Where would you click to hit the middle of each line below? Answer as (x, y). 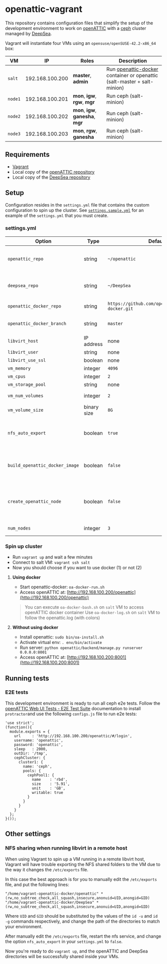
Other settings (28, 834)
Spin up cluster (24, 546)
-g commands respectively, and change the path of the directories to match (83, 921)
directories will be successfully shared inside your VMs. (62, 956)
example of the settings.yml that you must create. (57, 215)
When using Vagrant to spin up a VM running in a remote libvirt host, (75, 859)
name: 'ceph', (38, 766)
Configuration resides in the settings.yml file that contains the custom (77, 205)
